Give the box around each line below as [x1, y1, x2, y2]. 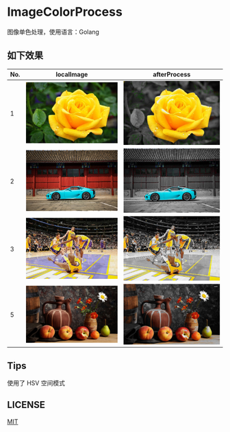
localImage [55, 70, 88, 79]
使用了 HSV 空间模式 [7, 379, 65, 387]
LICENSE [7, 399, 46, 411]
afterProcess [153, 70, 191, 79]
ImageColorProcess [7, 4, 123, 20]
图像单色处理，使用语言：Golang [7, 27, 99, 36]
